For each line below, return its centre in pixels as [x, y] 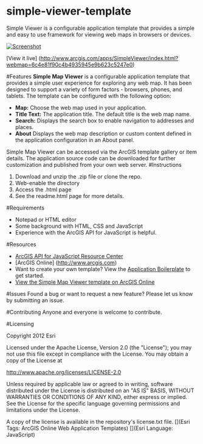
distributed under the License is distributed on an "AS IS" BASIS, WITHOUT [100, 390]
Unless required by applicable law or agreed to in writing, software [90, 384]
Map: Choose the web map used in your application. [81, 107]
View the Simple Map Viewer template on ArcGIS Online [85, 282]
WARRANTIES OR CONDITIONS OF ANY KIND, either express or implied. [97, 396]
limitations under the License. [43, 410]
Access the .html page [43, 189]
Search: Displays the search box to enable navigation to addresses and [105, 121]
